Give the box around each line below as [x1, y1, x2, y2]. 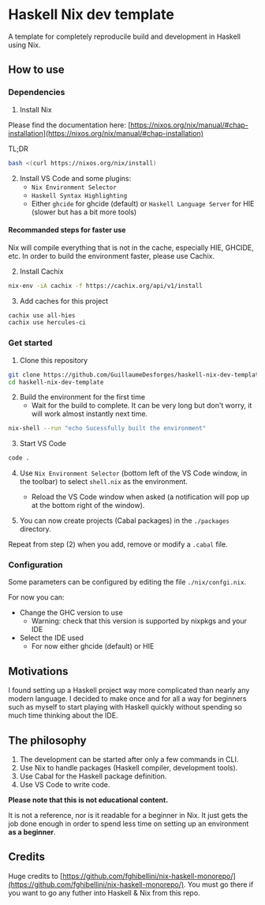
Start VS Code [19, 439, 67, 449]
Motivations [8, 665, 69, 678]
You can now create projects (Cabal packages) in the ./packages [19, 516, 230, 525]
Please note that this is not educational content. [8, 795, 169, 805]
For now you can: [8, 593, 65, 602]
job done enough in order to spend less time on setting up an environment [8, 819, 249, 828]
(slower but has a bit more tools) [31, 207, 137, 217]
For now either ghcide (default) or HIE [31, 642, 155, 651]
